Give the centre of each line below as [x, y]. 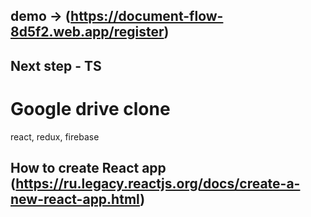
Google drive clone [90, 108]
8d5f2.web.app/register [87, 32]
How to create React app [88, 168]
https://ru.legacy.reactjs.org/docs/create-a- [158, 184]
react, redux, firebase [55, 136]
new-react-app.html [75, 199]
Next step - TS [56, 65]
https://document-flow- [147, 16]
